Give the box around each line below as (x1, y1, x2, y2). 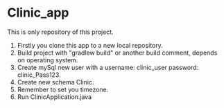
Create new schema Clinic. (17, 78, 94, 86)
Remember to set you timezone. (17, 85, 109, 93)
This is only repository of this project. (7, 28, 114, 36)
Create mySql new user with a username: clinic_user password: (17, 63, 199, 71)
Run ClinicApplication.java (17, 92, 92, 101)
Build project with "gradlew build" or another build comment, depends (17, 48, 218, 57)
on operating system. (17, 55, 78, 64)
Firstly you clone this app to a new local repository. (17, 41, 163, 49)
